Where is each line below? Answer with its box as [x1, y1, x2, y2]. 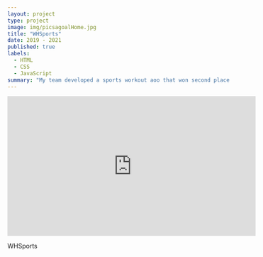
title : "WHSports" [7, 30, 62, 38]
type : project [7, 17, 50, 24]
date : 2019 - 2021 [7, 37, 62, 44]
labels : [7, 50, 30, 58]
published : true [7, 43, 55, 50]
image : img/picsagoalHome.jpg [7, 23, 97, 31]
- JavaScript [13, 70, 52, 77]
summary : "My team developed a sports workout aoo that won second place [7, 76, 230, 84]
